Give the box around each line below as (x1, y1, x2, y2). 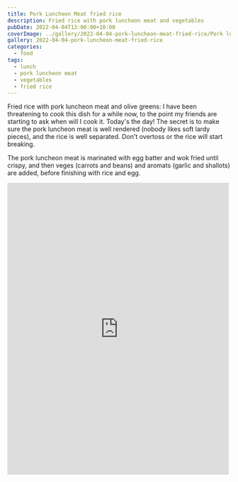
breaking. (7, 140, 35, 149)
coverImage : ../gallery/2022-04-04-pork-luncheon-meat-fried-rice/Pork (7, 30, 223, 38)
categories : (7, 43, 42, 50)
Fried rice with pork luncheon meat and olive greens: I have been (7, 102, 197, 111)
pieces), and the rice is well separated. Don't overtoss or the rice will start (7, 133, 223, 141)
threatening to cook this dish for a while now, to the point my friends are (7, 110, 217, 118)
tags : (7, 57, 23, 64)
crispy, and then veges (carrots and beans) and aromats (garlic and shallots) (7, 161, 230, 170)
